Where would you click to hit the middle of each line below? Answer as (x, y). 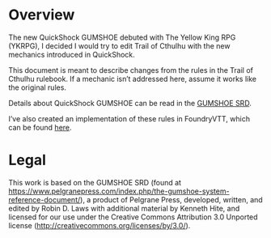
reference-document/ (44, 199)
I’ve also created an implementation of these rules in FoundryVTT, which (129, 118)
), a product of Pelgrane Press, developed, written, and (171, 199)
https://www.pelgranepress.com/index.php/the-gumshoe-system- (119, 191)
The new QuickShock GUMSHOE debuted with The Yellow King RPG (122, 37)
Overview (42, 15)
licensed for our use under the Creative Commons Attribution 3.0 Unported (133, 217)
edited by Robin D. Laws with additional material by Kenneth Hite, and (124, 208)
